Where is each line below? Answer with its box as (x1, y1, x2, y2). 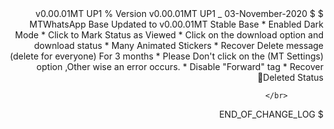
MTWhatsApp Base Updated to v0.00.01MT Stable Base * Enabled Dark (29, 18, 324, 30)
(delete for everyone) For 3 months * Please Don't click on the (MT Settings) (9, 50, 324, 62)
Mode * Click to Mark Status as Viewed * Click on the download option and (14, 29, 324, 41)
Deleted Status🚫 (257, 72, 324, 83)
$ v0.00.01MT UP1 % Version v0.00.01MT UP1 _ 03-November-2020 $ (35, 8, 324, 19)
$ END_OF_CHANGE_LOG (219, 108, 324, 120)
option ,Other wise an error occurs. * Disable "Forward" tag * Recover (36, 61, 324, 72)
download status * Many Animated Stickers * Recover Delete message (34, 40, 324, 51)
